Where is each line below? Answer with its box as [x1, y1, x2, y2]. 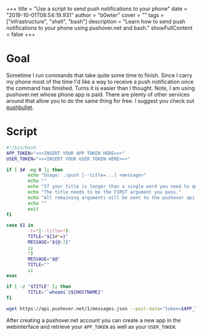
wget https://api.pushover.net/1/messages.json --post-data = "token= [6, 305, 182, 312]
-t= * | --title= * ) [28, 228, 69, 234]
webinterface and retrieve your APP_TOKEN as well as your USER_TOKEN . [6, 323, 177, 330]
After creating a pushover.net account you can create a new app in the [6, 316, 182, 324]
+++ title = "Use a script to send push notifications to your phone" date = [6, 5, 188, 12]
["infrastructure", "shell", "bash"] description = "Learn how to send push [6, 18, 186, 25]
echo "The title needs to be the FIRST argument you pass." [28, 189, 182, 195]
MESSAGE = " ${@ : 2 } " [28, 239, 71, 245]
